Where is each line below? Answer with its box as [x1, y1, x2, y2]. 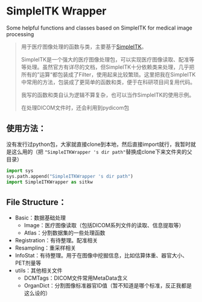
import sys [6, 168, 34, 174]
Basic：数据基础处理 [14, 214, 66, 221]
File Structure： [6, 197, 66, 207]
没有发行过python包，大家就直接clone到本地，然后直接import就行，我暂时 [6, 140, 191, 148]
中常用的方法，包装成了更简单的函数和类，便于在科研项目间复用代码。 [21, 78, 196, 86]
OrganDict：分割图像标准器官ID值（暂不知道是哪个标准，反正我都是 [24, 282, 192, 289]
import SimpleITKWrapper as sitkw [6, 179, 93, 185]
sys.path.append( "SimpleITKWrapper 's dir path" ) [6, 173, 134, 179]
